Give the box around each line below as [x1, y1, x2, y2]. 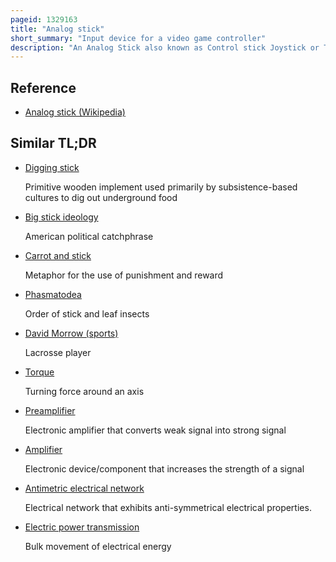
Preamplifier [24, 404, 76, 416]
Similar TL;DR [10, 135, 97, 152]
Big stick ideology [24, 211, 99, 223]
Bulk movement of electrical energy [24, 540, 172, 552]
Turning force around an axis [24, 385, 145, 397]
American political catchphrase [24, 230, 154, 242]
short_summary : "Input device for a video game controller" [10, 33, 267, 43]
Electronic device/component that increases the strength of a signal [24, 462, 305, 475]
